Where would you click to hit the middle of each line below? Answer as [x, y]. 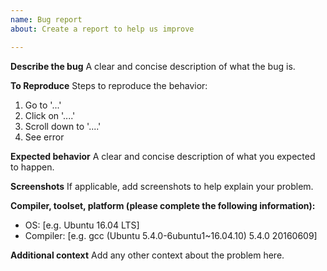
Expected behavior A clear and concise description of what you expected [163, 156]
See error [44, 137]
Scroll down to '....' [63, 126]
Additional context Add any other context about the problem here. [147, 255]
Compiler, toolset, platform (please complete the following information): [163, 205]
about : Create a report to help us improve [102, 29]
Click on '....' [50, 115]
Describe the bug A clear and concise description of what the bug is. [153, 66]
